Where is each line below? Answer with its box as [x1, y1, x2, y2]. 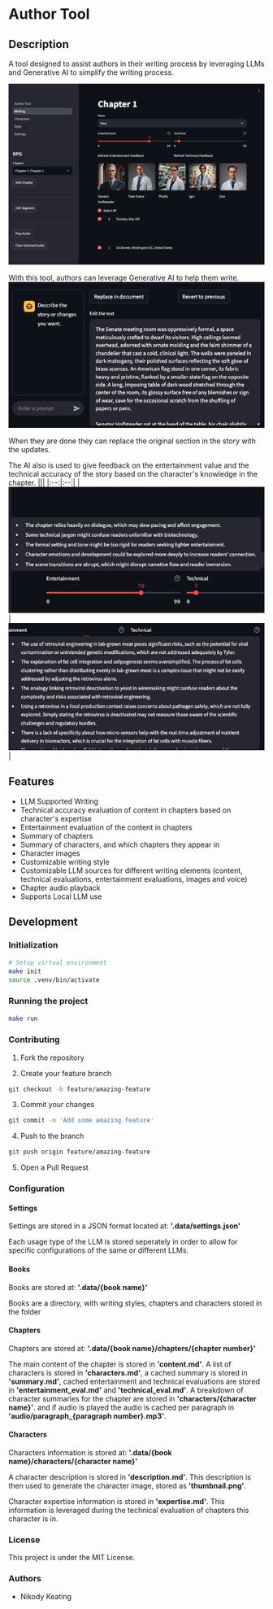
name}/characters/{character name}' [8, 1456, 138, 1466]
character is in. [8, 1514, 58, 1524]
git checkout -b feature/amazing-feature [8, 1085, 151, 1093]
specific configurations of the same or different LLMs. [8, 1245, 189, 1255]
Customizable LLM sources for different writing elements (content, [19, 866, 244, 875]
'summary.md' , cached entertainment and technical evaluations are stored [8, 1376, 261, 1386]
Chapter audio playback [19, 883, 101, 892]
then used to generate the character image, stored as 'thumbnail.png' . [8, 1480, 246, 1490]
